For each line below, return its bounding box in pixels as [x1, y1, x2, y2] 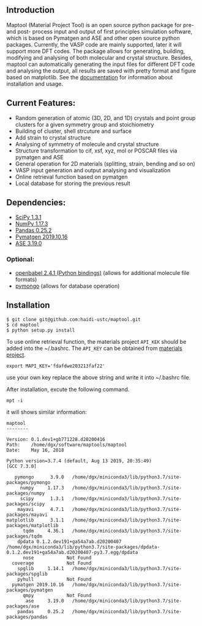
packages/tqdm [6, 533, 43, 539]
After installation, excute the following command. [6, 386, 130, 393]
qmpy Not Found [22, 592, 92, 598]
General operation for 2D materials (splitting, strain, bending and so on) [15, 160, 196, 167]
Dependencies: [6, 197, 66, 208]
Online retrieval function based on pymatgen [15, 173, 128, 180]
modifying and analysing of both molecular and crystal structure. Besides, [6, 53, 193, 61]
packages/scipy [6, 501, 45, 507]
